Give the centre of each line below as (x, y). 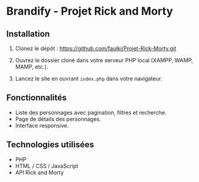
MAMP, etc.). (31, 67)
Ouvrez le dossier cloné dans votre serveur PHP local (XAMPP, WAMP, (104, 60)
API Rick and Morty (39, 172)
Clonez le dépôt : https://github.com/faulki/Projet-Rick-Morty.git (96, 48)
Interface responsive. (42, 125)
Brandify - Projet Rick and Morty (90, 11)
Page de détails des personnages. (58, 119)
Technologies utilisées (50, 145)
